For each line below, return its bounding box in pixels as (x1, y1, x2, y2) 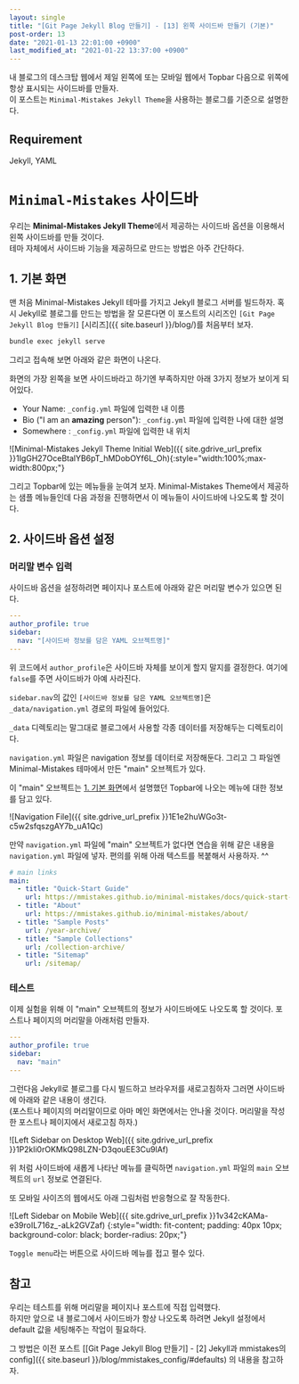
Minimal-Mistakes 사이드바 (9, 189, 198, 210)
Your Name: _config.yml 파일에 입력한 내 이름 (21, 403, 185, 414)
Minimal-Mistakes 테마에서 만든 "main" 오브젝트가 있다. (9, 763, 206, 774)
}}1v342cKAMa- (208, 1210, 269, 1221)
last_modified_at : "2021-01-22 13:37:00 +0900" (9, 46, 190, 55)
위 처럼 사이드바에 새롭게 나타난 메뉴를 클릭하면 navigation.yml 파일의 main (9, 1162, 273, 1173)
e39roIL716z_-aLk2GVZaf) (9, 1219, 106, 1231)
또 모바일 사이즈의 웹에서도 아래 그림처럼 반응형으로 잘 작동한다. (9, 1192, 230, 1203)
